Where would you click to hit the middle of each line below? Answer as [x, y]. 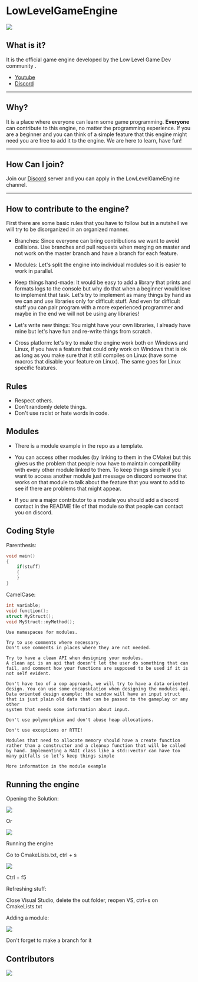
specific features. [36, 368]
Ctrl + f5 [16, 877]
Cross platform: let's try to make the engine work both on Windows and [101, 343]
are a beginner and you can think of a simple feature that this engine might [97, 134]
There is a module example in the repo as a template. [79, 445]
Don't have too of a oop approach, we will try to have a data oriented [97, 684]
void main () [21, 556]
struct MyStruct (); [30, 616]
